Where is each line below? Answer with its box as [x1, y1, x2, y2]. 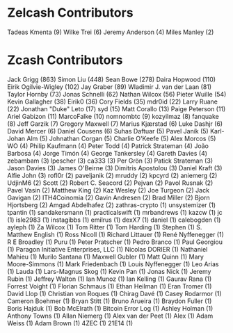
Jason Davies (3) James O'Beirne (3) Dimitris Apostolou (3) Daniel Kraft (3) [7, 163, 223, 172]
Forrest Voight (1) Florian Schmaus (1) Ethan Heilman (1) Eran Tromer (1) [7, 282, 212, 290]
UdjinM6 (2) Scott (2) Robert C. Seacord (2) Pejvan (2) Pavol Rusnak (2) [7, 179, 214, 187]
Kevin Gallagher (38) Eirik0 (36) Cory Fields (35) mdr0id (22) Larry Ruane [7, 97, 218, 106]
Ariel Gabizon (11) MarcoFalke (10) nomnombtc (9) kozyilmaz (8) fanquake [7, 112, 219, 120]
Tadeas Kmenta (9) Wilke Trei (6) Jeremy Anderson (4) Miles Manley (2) [7, 28, 214, 36]
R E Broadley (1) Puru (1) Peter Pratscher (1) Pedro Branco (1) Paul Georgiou [7, 238, 223, 246]
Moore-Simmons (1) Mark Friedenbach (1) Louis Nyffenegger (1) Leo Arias [7, 259, 219, 268]
